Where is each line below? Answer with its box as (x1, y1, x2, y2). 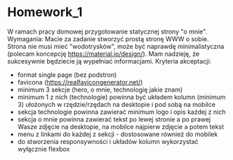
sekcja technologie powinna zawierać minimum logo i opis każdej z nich (17, 108, 226, 116)
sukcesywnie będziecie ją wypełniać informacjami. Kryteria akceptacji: (7, 57, 212, 65)
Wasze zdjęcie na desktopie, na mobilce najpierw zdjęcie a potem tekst (17, 122, 225, 131)
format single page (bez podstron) (17, 71, 117, 79)
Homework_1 (7, 4, 83, 20)
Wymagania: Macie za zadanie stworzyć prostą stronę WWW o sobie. (7, 34, 209, 43)
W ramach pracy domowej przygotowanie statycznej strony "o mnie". (7, 27, 208, 36)
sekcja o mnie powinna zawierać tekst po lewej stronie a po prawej (17, 115, 211, 123)
